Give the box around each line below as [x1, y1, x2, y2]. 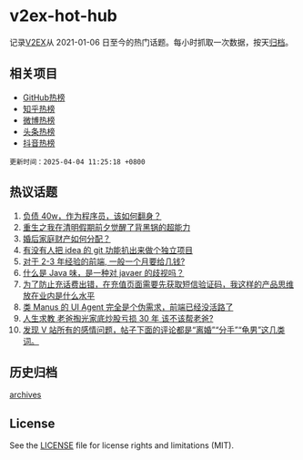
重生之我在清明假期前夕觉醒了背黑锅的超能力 [22, 221, 191, 232]
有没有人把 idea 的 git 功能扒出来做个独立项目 [22, 244, 194, 255]
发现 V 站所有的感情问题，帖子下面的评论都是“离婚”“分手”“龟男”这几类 [22, 324, 286, 335]
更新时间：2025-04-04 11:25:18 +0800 [9, 157, 146, 167]
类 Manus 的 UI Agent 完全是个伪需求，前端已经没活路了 [22, 302, 234, 312]
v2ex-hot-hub [9, 5, 118, 26]
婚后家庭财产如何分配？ [22, 233, 111, 244]
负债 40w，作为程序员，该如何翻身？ [22, 210, 162, 221]
